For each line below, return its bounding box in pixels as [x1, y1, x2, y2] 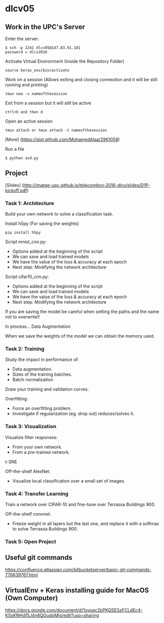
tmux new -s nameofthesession [5, 91, 68, 96]
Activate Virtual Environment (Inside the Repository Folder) [5, 58, 125, 64]
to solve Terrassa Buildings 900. [12, 526, 78, 532]
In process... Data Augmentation [5, 323, 71, 329]
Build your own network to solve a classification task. [5, 211, 114, 217]
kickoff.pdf [5, 187, 27, 193]
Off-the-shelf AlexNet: [5, 468, 51, 474]
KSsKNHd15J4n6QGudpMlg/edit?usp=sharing [5, 612, 99, 618]
